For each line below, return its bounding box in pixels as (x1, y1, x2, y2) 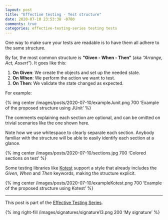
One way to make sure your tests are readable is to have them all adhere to (5, 39, 159, 45)
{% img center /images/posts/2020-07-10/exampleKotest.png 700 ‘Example (5, 180, 162, 186)
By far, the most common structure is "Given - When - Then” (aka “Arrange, (5, 54, 163, 60)
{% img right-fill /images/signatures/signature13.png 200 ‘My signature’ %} (5, 209, 160, 215)
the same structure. (5, 45, 46, 51)
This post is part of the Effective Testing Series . (5, 199, 103, 205)
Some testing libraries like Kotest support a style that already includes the (5, 165, 157, 171)
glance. (5, 140, 21, 146)
